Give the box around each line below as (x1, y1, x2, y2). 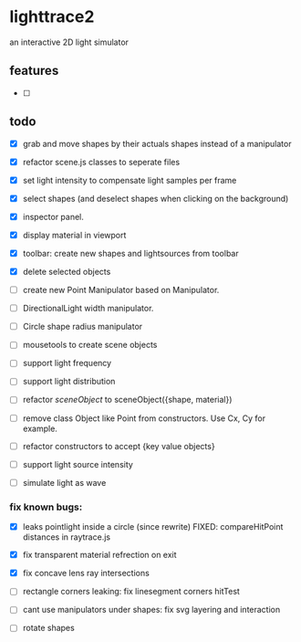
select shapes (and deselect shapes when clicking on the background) (22, 193, 289, 204)
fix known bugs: (9, 500, 83, 513)
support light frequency (22, 358, 112, 369)
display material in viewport (22, 229, 127, 240)
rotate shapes (22, 623, 75, 634)
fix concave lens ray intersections (22, 568, 150, 579)
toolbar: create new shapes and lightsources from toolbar (22, 247, 239, 258)
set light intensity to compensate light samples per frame (22, 174, 237, 185)
